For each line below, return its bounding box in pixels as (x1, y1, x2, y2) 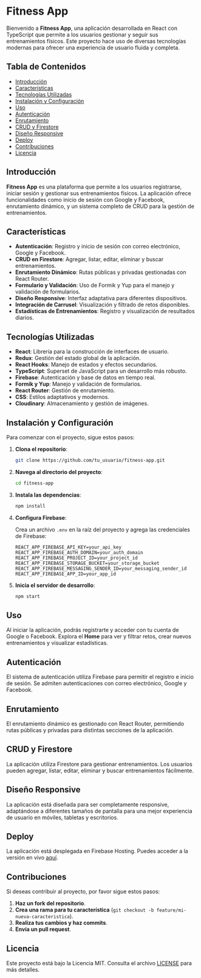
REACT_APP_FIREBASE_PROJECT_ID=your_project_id (15, 555, 138, 561)
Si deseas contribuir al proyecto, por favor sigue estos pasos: (6, 888, 160, 895)
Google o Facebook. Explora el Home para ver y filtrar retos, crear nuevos (6, 633, 191, 640)
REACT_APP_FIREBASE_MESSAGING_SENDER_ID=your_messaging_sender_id (15, 566, 187, 572)
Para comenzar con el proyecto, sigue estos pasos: (6, 434, 135, 440)
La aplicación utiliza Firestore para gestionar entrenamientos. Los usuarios (6, 760, 192, 768)
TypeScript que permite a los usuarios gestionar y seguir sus (6, 31, 158, 38)
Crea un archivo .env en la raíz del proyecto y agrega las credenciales (15, 526, 190, 533)
